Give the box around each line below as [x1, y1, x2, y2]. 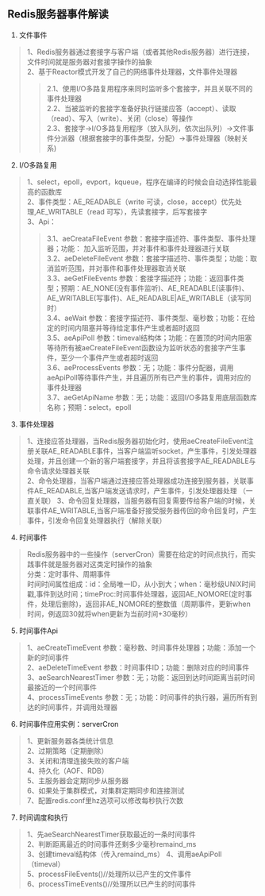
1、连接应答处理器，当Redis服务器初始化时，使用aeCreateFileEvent [26, 436, 248, 446]
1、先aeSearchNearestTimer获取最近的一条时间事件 [26, 829, 196, 839]
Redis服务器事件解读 [7, 7, 109, 21]
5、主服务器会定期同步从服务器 [26, 775, 129, 785]
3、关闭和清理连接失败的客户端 [26, 755, 129, 765]
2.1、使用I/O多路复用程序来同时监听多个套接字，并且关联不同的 [46, 83, 253, 93]
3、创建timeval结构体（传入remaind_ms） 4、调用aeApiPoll [26, 849, 222, 859]
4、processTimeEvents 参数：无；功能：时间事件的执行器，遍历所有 [26, 692, 251, 701]
